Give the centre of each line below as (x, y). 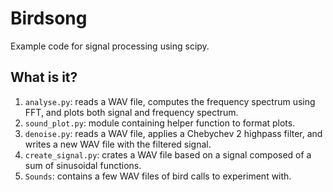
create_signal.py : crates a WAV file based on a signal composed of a (168, 154)
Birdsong (49, 18)
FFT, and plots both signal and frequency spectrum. (131, 112)
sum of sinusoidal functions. (83, 165)
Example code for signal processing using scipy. (110, 46)
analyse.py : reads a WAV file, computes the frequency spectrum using (170, 101)
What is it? (44, 77)
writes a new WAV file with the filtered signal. (118, 144)
